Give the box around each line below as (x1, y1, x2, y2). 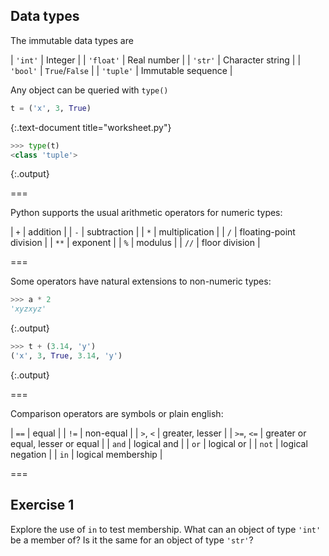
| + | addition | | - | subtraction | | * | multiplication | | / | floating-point (10, 226, 296, 238)
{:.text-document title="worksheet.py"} (10, 121, 172, 133)
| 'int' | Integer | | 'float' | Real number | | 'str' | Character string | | (10, 54, 302, 66)
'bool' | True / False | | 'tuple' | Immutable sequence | (10, 64, 233, 76)
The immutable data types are (10, 34, 134, 46)
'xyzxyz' (10, 304, 47, 314)
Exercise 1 (10, 497, 75, 514)
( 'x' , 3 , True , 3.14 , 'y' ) (10, 351, 123, 361)
